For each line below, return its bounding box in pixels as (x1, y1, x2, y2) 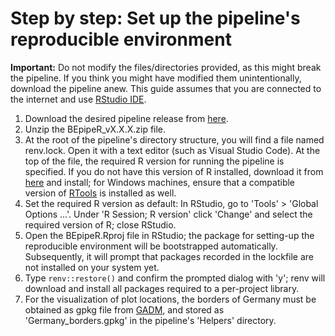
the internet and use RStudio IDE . (10, 93, 147, 105)
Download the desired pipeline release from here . (24, 112, 229, 124)
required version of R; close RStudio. (24, 218, 177, 231)
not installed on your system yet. (24, 261, 160, 273)
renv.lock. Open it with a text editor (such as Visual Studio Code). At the (24, 144, 321, 156)
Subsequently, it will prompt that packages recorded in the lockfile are (24, 250, 315, 262)
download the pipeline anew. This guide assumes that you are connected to (10, 82, 322, 94)
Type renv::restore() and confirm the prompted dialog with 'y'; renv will (24, 272, 326, 284)
